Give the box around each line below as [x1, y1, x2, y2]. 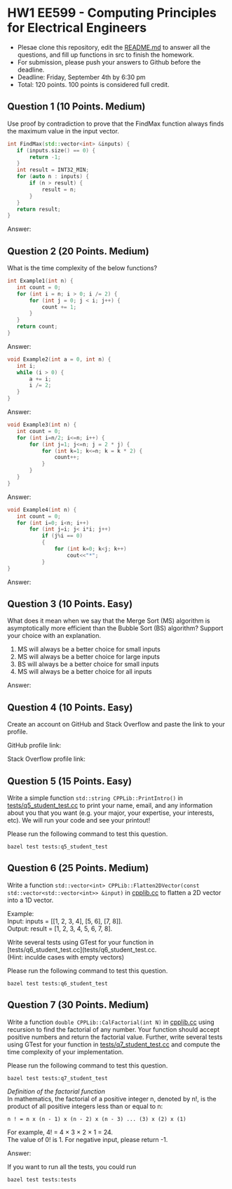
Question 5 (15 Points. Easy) [7, 775, 132, 787]
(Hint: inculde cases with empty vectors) [7, 952, 125, 961]
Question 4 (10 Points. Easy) [7, 701, 133, 713]
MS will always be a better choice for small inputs [17, 645, 161, 653]
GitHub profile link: [7, 741, 62, 750]
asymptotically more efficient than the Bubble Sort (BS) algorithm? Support [7, 624, 224, 632]
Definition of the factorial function [7, 1087, 105, 1096]
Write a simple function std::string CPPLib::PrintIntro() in [7, 794, 184, 802]
